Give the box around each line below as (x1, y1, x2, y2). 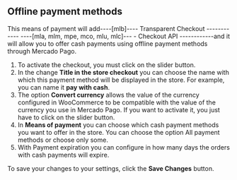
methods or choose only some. (17, 136, 108, 144)
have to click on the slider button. (17, 113, 115, 121)
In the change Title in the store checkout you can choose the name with (17, 68, 230, 76)
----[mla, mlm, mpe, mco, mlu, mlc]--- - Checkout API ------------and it (20, 32, 231, 40)
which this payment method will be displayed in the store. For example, (17, 76, 225, 84)
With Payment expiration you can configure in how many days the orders (17, 143, 230, 151)
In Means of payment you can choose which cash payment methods (17, 120, 219, 129)
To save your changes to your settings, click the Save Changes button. (7, 164, 214, 172)
